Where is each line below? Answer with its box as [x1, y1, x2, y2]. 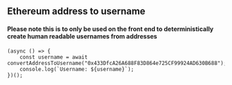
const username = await [19, 53, 88, 61]
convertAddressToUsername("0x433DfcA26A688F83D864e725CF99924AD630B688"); [7, 59, 227, 66]
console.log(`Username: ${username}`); [19, 66, 135, 73]
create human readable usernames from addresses [7, 32, 157, 40]
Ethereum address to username [7, 6, 146, 17]
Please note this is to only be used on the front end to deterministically [7, 24, 214, 33]
